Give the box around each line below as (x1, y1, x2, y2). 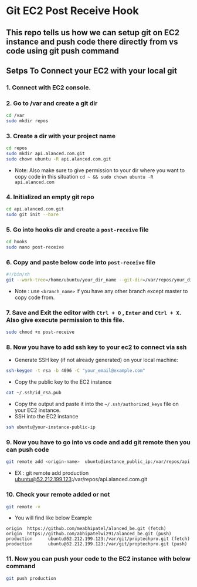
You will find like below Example (14, 514, 92, 521)
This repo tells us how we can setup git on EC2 (6, 28, 180, 38)
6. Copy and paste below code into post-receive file (6, 258, 155, 266)
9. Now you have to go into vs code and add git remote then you (6, 438, 191, 447)
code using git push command (6, 46, 119, 56)
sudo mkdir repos (6, 118, 49, 124)
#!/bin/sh (6, 271, 30, 277)
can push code (6, 445, 49, 454)
